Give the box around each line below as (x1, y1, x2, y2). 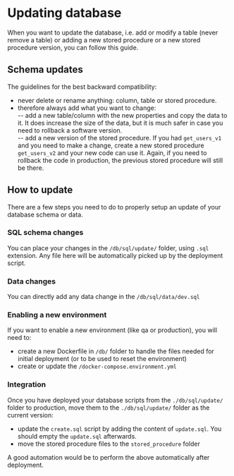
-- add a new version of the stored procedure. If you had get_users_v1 (17, 133, 222, 142)
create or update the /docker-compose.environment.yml (17, 362, 177, 371)
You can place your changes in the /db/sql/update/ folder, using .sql (7, 243, 209, 252)
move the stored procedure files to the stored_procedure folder (17, 439, 201, 448)
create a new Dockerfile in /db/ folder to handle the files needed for (17, 347, 215, 355)
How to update (7, 184, 73, 196)
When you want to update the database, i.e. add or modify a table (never (7, 28, 218, 37)
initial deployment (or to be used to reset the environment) (17, 355, 187, 363)
